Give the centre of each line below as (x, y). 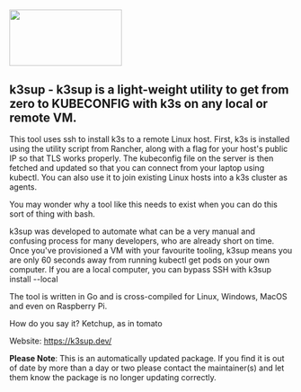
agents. (23, 187)
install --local (34, 279)
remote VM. (43, 117)
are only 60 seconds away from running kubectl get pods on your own (140, 260)
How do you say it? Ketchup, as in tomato (86, 323)
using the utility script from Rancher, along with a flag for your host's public (149, 149)
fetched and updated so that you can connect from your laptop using (137, 168)
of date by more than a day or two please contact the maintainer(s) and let (147, 368)
